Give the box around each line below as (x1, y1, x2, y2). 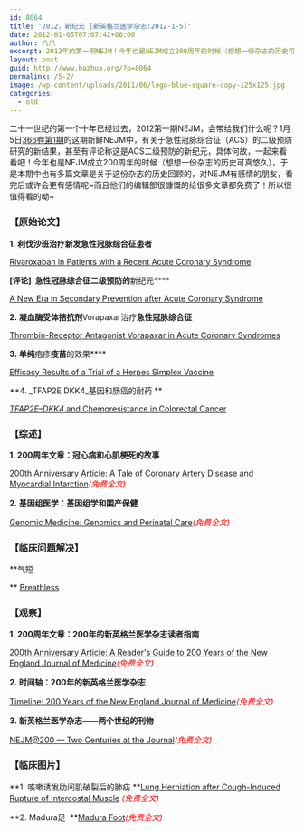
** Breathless (9, 582, 60, 593)
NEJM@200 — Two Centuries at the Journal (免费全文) (9, 734, 213, 745)
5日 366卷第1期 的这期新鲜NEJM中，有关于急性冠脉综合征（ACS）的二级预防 (9, 135, 293, 146)
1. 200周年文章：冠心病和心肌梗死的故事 (9, 449, 160, 460)
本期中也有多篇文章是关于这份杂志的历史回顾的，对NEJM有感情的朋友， (16, 168, 286, 179)
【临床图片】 (9, 759, 66, 771)
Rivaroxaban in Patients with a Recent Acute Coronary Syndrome (9, 256, 252, 267)
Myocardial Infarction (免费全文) (9, 478, 127, 489)
